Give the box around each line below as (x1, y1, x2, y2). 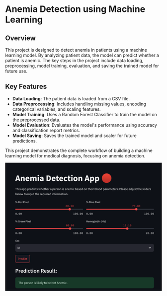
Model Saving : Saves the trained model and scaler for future (12, 133, 137, 139)
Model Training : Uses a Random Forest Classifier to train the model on (12, 111, 158, 117)
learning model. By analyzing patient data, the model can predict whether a (5, 52, 159, 58)
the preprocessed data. (12, 117, 61, 123)
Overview (5, 34, 36, 42)
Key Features (5, 82, 47, 91)
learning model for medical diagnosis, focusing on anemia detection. (5, 152, 146, 158)
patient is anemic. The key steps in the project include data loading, (5, 58, 144, 63)
